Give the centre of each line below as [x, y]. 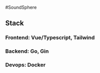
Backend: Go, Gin [27, 51]
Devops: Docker [25, 65]
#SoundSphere [21, 7]
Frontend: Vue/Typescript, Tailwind [50, 38]
